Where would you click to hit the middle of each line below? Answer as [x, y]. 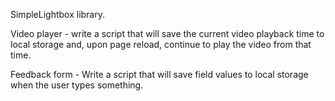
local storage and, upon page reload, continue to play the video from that [161, 44]
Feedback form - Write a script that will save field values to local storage [159, 74]
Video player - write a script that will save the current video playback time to [167, 33]
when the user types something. [77, 85]
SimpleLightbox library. [58, 14]
